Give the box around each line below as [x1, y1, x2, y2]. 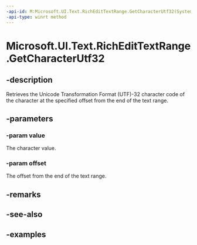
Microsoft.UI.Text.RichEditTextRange [6, 39, 191, 53]
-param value [6, 131, 45, 139]
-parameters [6, 114, 53, 124]
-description [6, 75, 53, 85]
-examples [6, 229, 46, 239]
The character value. [6, 145, 57, 152]
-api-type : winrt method [6, 14, 67, 20]
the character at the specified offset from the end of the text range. [6, 97, 169, 104]
